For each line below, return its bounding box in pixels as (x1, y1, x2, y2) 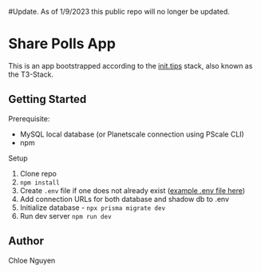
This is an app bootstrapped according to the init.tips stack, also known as (8, 61, 253, 70)
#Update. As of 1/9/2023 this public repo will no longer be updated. (8, 7, 230, 16)
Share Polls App (8, 35, 116, 53)
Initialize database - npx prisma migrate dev (19, 203, 166, 212)
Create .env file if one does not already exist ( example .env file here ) (19, 185, 246, 195)
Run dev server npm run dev (19, 211, 112, 220)
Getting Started (8, 93, 87, 106)
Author (8, 235, 44, 248)
